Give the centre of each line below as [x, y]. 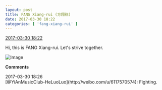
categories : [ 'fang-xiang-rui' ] [42, 24]
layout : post [19, 10]
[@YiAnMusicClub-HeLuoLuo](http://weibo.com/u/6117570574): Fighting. [81, 82]
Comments [17, 67]
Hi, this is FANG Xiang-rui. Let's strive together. [54, 47]
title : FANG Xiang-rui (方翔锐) [38, 14]
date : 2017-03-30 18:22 [30, 19]
